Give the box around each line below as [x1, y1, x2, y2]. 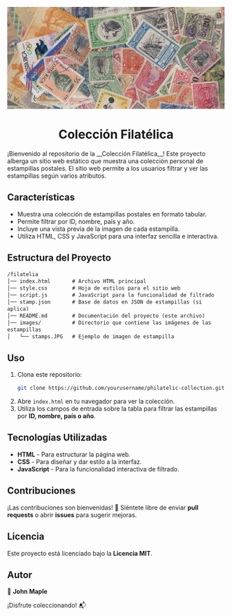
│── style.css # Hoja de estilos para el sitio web [7, 285, 181, 292]
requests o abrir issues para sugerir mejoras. [7, 510, 137, 519]
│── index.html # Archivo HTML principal [7, 278, 147, 285]
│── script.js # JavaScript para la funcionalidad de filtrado [7, 292, 215, 299]
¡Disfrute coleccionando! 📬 [7, 601, 86, 610]
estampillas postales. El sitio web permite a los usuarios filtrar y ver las [7, 164, 209, 172]
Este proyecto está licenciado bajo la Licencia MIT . [7, 549, 153, 557]
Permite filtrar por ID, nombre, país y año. [17, 217, 135, 225]
